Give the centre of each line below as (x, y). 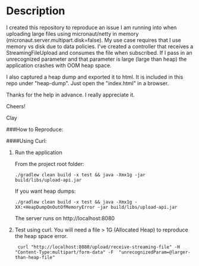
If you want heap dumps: (45, 191)
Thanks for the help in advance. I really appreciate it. (70, 95)
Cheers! (16, 106)
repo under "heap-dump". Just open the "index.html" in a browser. (88, 83)
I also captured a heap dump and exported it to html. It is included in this (95, 77)
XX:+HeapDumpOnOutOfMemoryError (55, 207)
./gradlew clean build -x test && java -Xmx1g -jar (80, 175)
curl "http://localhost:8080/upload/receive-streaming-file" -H (99, 247)
